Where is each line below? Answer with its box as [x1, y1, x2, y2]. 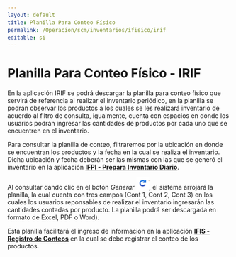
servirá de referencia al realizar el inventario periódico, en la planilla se [7, 97, 214, 105]
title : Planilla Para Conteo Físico [7, 18, 116, 26]
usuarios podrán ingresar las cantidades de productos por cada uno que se [7, 119, 228, 128]
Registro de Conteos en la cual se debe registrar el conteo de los [7, 234, 198, 243]
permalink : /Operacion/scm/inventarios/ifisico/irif [7, 26, 167, 33]
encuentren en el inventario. [7, 126, 90, 135]
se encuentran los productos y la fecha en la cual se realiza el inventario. [7, 148, 220, 156]
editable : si [7, 34, 46, 41]
